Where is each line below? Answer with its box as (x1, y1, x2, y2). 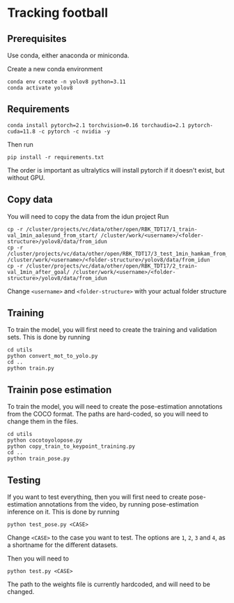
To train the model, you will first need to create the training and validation (7, 326, 217, 334)
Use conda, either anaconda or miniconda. (7, 51, 130, 59)
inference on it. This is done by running (7, 508, 120, 516)
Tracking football (7, 5, 108, 21)
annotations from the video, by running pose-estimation (38, 500, 199, 509)
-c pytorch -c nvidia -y (38, 128, 111, 135)
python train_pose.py (7, 456, 70, 463)
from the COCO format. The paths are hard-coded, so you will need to (7, 410, 209, 419)
